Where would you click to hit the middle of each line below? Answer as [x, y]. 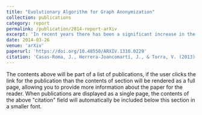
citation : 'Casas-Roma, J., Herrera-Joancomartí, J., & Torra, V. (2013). [102, 57]
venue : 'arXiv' [25, 46]
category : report [28, 23]
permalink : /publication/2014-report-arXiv [62, 29]
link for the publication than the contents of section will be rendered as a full [101, 80]
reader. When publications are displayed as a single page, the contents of [98, 93]
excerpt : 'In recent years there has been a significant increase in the [101, 34]
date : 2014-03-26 [28, 40]
